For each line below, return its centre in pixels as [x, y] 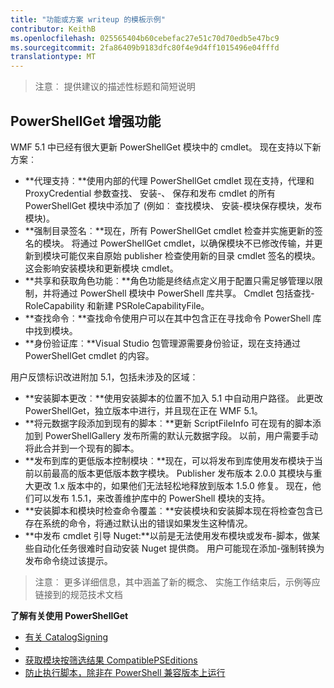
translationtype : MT [53, 57]
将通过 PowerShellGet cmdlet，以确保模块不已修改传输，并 [193, 243]
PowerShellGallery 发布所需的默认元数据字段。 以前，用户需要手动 [181, 435]
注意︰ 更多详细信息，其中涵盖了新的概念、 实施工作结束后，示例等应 [177, 582]
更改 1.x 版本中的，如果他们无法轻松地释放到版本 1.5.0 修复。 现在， [173, 485]
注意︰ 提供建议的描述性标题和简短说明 [115, 87]
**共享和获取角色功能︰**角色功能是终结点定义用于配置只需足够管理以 [169, 280]
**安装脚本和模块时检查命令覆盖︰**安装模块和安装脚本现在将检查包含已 [173, 510]
